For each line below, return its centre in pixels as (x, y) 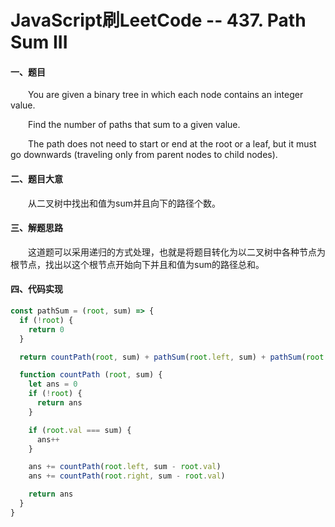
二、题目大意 (36, 178)
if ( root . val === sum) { (80, 430)
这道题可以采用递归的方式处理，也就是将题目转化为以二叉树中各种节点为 (177, 252)
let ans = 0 (53, 384)
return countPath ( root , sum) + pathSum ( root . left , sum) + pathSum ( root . (174, 357)
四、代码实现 (36, 289)
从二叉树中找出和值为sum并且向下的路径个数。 (124, 203)
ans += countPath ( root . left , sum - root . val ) (125, 467)
